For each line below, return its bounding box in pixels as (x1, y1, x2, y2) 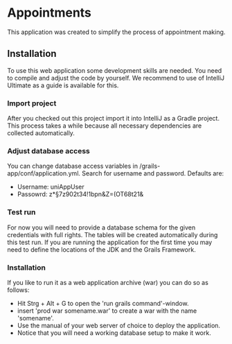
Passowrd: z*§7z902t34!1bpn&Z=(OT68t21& (17, 190, 144, 198)
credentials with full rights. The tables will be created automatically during (7, 230, 218, 239)
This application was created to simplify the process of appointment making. (7, 28, 226, 36)
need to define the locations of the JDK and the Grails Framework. (7, 245, 196, 254)
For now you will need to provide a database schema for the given (7, 223, 196, 232)
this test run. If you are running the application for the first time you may (7, 238, 213, 246)
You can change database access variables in (7, 162, 139, 171)
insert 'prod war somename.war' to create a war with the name (17, 307, 197, 315)
